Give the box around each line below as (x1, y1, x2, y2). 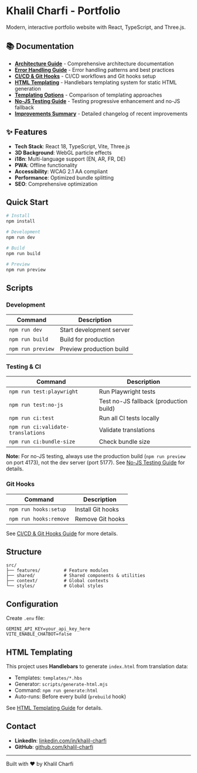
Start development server (59, 326, 130, 334)
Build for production (59, 336, 115, 344)
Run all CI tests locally (98, 414, 159, 422)
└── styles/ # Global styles (6, 583, 104, 589)
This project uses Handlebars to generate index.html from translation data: (6, 663, 189, 670)
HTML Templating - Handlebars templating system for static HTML (14, 78, 177, 86)
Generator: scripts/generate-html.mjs (14, 681, 108, 688)
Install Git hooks (74, 505, 119, 513)
